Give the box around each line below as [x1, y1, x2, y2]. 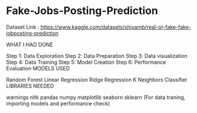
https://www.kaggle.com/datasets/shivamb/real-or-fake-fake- [40, 23, 191, 30]
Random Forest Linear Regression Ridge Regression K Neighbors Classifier [6, 76, 188, 83]
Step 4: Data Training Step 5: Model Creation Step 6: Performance [6, 59, 166, 66]
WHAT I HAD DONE [6, 41, 54, 48]
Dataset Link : [6, 23, 39, 30]
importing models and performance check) [6, 100, 111, 107]
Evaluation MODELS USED [6, 64, 70, 71]
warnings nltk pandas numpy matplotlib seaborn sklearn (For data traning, [6, 94, 186, 101]
